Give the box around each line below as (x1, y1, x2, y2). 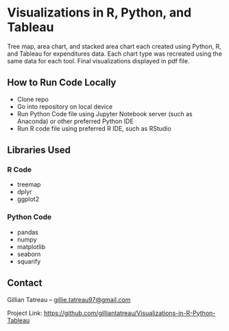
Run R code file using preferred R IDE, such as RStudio (16, 124, 171, 132)
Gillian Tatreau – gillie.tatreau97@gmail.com (7, 295, 131, 303)
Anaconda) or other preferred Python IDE (16, 117, 134, 125)
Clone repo (16, 95, 49, 103)
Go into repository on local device (16, 102, 113, 111)
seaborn (16, 250, 41, 258)
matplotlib (16, 242, 46, 250)
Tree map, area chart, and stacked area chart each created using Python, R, (7, 42, 221, 50)
